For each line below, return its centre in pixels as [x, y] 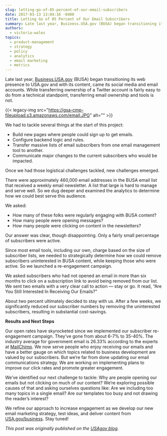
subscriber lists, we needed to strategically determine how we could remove [83, 256]
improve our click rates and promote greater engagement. [64, 368]
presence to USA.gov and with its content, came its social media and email [82, 84]
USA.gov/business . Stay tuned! [37, 419]
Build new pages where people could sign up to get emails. [73, 135]
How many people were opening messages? [58, 220]
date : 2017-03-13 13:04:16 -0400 [40, 14]
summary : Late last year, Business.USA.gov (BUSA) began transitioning [81, 24]
